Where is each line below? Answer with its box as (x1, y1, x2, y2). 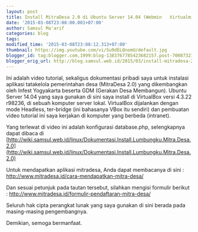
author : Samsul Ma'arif (6, 25, 65, 31)
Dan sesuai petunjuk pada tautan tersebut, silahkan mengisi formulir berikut (6, 184, 190, 191)
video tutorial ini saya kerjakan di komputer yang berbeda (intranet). (6, 112, 171, 119)
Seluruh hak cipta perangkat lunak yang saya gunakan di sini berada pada (6, 201, 186, 208)
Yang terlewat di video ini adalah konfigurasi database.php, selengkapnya (6, 123, 185, 130)
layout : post (6, 8, 38, 15)
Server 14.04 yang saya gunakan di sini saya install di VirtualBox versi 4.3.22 (6, 93, 192, 100)
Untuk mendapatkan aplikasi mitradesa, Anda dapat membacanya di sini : (6, 166, 184, 173)
